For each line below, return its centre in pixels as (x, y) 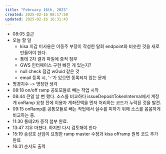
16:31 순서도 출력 (29, 146)
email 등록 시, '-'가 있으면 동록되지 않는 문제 (63, 77)
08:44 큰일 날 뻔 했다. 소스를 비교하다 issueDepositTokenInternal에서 (81, 96)
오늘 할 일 (22, 40)
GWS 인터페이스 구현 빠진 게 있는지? (55, 65)
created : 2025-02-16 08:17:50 (37, 14)
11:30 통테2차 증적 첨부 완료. (40, 121)
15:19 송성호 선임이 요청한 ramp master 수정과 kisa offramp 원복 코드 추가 (85, 134)
